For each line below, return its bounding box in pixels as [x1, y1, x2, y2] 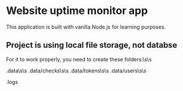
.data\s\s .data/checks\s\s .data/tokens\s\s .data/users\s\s [6, 67, 147, 74]
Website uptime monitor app [6, 4, 148, 17]
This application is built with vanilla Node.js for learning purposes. [6, 23, 166, 30]
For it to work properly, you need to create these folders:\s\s [6, 55, 152, 62]
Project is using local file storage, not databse [6, 40, 178, 50]
